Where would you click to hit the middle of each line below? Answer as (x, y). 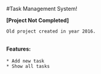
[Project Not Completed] (38, 20)
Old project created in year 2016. (51, 31)
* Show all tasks (28, 66)
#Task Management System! (42, 9)
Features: (19, 49)
